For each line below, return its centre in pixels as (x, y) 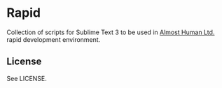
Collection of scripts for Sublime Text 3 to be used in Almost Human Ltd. (111, 32)
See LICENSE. (27, 78)
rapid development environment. (54, 39)
